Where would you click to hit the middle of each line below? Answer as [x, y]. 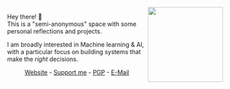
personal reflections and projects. [55, 31]
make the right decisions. [43, 59]
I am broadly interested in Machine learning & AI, [76, 44]
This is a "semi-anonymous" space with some [72, 24]
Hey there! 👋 [25, 17]
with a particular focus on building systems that [74, 52]
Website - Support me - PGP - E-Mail [77, 72]
